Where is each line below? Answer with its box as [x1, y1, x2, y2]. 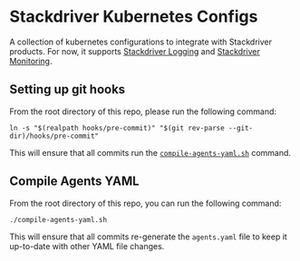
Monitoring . [9, 55, 53, 66]
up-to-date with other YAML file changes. [9, 240, 165, 251]
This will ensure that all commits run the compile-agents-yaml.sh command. [9, 147, 292, 158]
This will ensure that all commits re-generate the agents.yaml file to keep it [9, 231, 287, 242]
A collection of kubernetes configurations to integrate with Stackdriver [9, 36, 272, 47]
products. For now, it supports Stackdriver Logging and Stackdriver [9, 45, 260, 56]
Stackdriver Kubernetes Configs [9, 6, 258, 27]
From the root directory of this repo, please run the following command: [9, 106, 277, 117]
